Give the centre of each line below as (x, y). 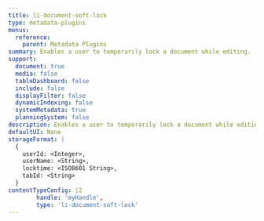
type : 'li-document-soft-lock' (88, 205)
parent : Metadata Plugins (65, 45)
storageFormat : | (37, 139)
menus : (19, 30)
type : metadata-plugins (47, 23)
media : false (37, 74)
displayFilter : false (51, 96)
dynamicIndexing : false (54, 103)
